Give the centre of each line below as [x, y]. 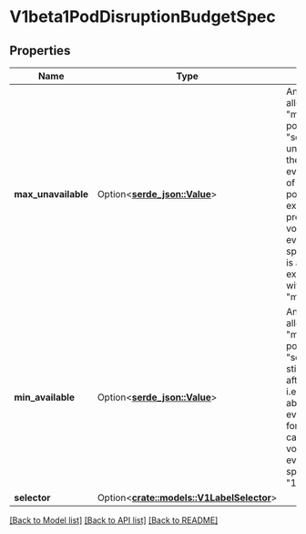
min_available [45, 397]
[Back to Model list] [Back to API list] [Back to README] [114, 520]
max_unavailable [51, 194]
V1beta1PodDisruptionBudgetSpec [143, 17]
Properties [40, 51]
